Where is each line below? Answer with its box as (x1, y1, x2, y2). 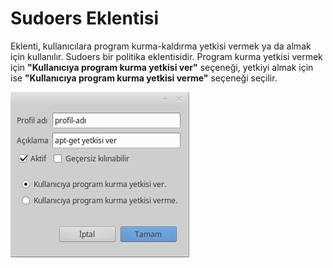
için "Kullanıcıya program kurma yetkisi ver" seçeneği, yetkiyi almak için (10, 61, 314, 73)
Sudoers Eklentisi (10, 7, 160, 30)
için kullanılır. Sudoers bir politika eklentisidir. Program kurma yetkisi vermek (10, 50, 323, 62)
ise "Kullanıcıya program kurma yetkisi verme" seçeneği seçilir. (10, 72, 278, 84)
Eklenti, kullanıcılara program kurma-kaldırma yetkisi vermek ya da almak (10, 40, 312, 52)
